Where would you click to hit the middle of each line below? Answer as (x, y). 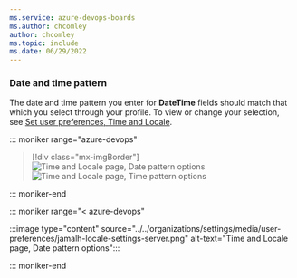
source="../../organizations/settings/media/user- (191, 229)
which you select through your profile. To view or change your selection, (144, 112)
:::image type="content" (54, 229)
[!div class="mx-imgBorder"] (86, 157)
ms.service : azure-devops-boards (72, 18)
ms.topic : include (44, 43)
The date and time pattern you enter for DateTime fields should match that (148, 103)
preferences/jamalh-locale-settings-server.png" (99, 239)
